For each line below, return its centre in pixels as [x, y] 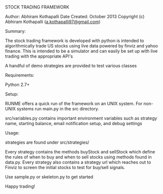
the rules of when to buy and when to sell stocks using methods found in [78, 157]
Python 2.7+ [18, 85]
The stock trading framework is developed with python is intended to [75, 41]
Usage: [12, 133]
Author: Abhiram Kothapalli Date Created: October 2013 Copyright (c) [75, 16]
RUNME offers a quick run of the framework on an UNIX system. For [74, 104]
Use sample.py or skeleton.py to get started [49, 177]
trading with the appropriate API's [39, 56]
